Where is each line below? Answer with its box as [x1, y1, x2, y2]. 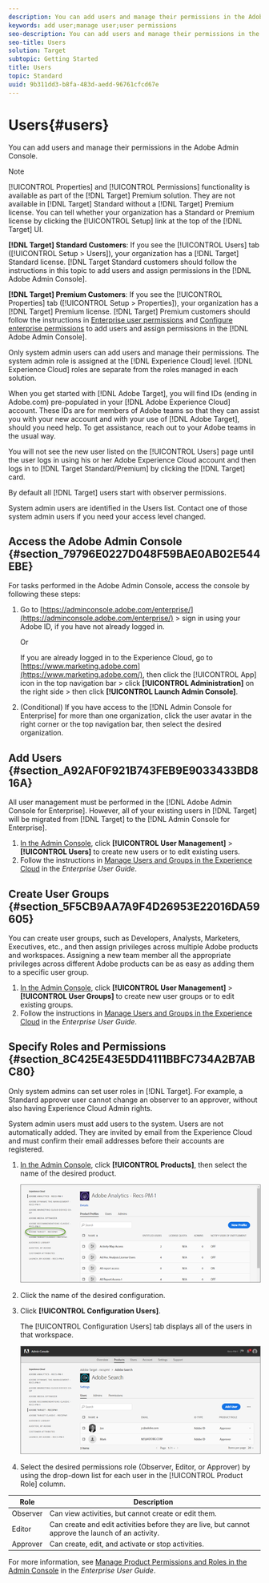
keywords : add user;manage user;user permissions [8, 21, 178, 30]
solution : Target [8, 46, 66, 55]
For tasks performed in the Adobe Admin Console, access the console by [8, 581, 250, 591]
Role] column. [19, 1479, 66, 1489]
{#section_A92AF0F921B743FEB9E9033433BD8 [8, 763, 259, 777]
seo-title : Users [8, 38, 66, 46]
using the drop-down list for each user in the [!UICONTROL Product [19, 1471, 243, 1481]
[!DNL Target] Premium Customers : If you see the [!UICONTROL [8, 289, 223, 299]
